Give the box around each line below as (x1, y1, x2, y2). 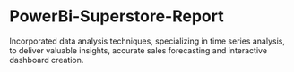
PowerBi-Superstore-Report (9, 6, 224, 27)
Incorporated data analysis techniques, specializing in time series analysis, (9, 36, 285, 46)
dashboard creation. (9, 54, 84, 65)
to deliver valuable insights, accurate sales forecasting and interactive (9, 44, 267, 55)
